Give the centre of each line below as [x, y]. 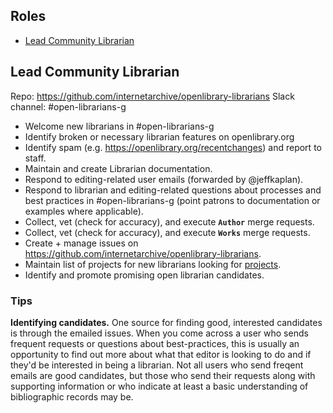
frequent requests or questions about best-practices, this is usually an [155, 343]
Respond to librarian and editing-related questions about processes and [173, 190]
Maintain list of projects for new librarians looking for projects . [153, 264]
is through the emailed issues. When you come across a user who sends [159, 333]
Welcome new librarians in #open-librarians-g [119, 126]
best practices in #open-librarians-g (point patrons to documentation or [172, 200]
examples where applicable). [84, 211]
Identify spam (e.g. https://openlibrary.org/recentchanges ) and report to [173, 147]
